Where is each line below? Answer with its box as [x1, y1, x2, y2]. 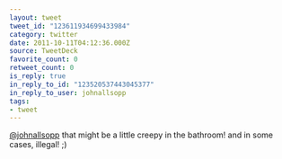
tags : [9, 96, 30, 106]
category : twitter [9, 30, 78, 39]
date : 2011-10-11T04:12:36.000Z [9, 38, 130, 48]
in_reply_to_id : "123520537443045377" [9, 80, 154, 89]
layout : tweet [9, 13, 63, 22]
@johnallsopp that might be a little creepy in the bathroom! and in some [9, 129, 274, 140]
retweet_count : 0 [9, 64, 75, 73]
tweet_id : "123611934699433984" [9, 22, 130, 31]
